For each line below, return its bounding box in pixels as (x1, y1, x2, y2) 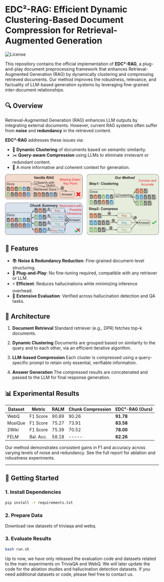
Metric (31, 406, 45, 412)
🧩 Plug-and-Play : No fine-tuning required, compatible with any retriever (12, 270, 158, 276)
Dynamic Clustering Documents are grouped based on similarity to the (12, 340, 156, 346)
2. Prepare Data (5, 511, 43, 518)
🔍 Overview (5, 102, 43, 110)
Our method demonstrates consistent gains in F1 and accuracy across (5, 445, 145, 451)
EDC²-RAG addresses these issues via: (5, 137, 84, 143)
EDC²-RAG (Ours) (115, 406, 153, 412)
